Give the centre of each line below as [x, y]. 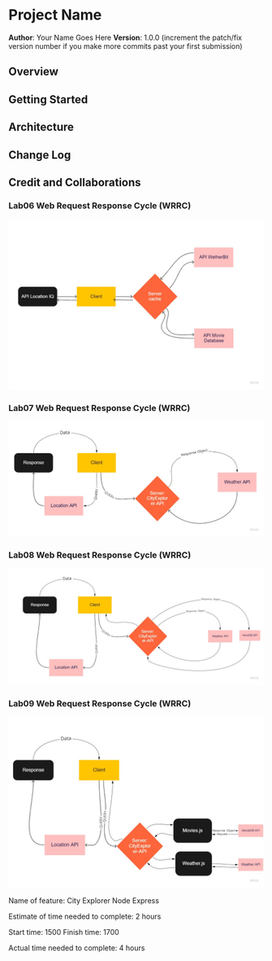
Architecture [41, 127]
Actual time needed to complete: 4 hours [77, 948]
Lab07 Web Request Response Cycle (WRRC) [99, 408]
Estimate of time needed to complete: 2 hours [85, 916]
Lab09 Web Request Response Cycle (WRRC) [100, 703]
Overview [34, 72]
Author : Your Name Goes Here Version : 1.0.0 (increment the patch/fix [125, 37]
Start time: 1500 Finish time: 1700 [64, 932]
